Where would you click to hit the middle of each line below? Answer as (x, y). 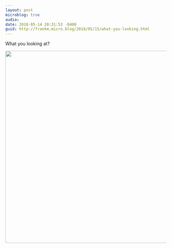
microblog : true (23, 15)
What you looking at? (28, 44)
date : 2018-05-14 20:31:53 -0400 (41, 24)
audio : (12, 19)
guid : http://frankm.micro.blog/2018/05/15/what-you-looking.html (78, 29)
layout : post (19, 10)
